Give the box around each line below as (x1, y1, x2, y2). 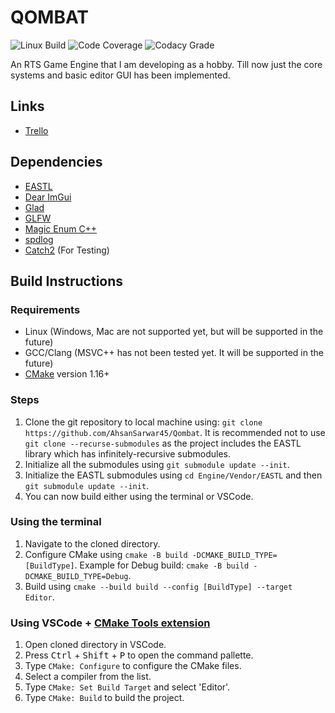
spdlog (24, 233, 54, 245)
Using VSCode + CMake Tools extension (10, 616, 211, 630)
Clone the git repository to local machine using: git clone (24, 416, 263, 428)
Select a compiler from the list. (24, 671, 152, 683)
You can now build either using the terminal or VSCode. (24, 490, 254, 502)
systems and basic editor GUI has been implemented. (10, 69, 231, 81)
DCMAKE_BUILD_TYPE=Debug (24, 571, 129, 581)
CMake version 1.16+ (24, 368, 110, 380)
